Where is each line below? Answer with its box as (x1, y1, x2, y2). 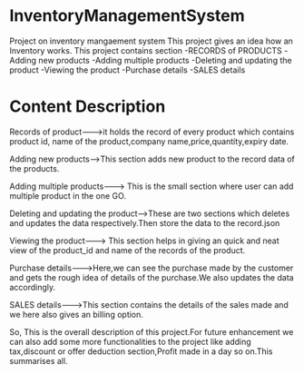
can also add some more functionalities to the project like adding (9, 336, 251, 347)
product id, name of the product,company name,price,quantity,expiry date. (9, 135, 289, 146)
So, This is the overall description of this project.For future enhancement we (9, 326, 294, 337)
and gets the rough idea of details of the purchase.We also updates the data (9, 271, 294, 282)
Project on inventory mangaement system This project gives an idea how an (9, 35, 293, 46)
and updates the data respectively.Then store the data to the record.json (9, 217, 280, 228)
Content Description (9, 96, 166, 117)
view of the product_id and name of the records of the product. (9, 244, 246, 255)
